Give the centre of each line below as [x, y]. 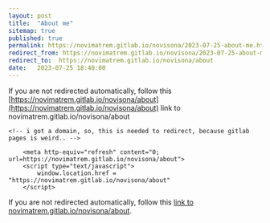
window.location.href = [77, 173]
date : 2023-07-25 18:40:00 [57, 68]
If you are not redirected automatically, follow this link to [101, 202]
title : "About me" [41, 23]
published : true [35, 38]
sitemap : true [32, 30]
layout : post [30, 16]
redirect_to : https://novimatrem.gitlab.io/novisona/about [111, 61]
